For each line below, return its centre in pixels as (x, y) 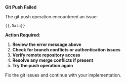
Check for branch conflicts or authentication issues (66, 50)
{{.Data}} (15, 26)
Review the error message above (47, 44)
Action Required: (23, 35)
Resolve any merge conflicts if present (53, 60)
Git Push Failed (21, 7)
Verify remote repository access (46, 55)
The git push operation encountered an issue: (51, 17)
